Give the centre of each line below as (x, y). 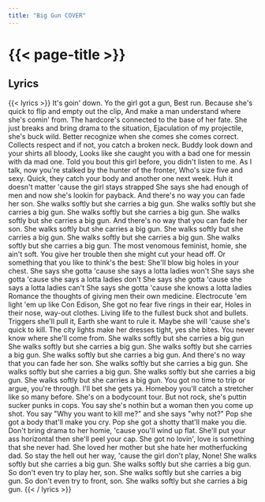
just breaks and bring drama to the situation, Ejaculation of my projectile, (126, 128)
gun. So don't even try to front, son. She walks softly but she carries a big (128, 481)
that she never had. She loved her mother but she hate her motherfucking (128, 447)
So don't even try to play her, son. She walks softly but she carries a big (125, 472)
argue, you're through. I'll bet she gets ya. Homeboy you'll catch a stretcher (131, 388)
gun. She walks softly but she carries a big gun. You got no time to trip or (127, 379)
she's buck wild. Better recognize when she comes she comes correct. (123, 136)
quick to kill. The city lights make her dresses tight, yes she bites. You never (131, 330)
